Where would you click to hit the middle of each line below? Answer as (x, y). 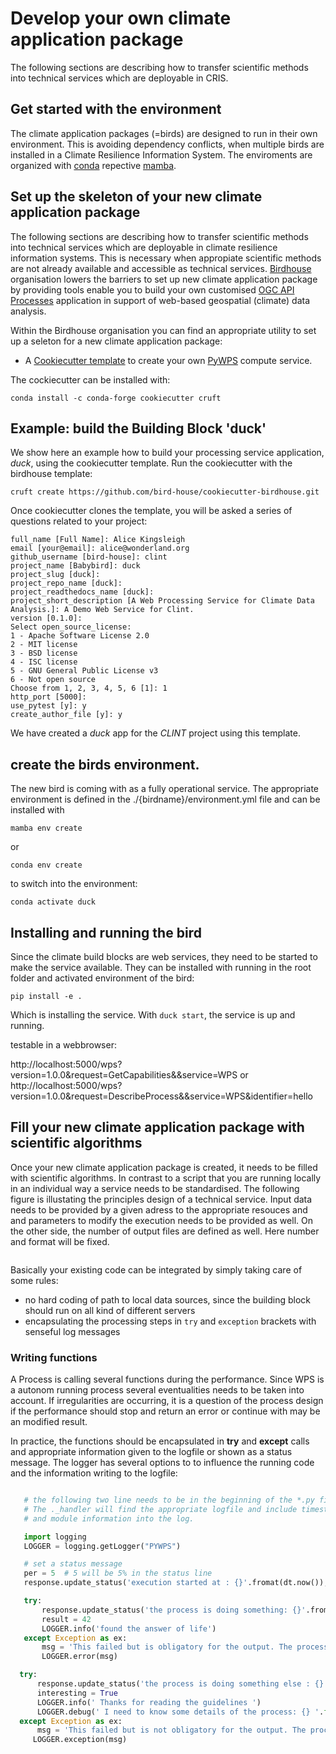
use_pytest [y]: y (48, 706)
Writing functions (54, 1357)
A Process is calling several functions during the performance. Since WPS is (167, 1379)
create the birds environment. (105, 764)
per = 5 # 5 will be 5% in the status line (118, 1573)
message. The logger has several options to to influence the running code (162, 1463)
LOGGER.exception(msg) (80, 1740)
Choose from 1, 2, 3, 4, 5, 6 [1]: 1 (89, 688)
